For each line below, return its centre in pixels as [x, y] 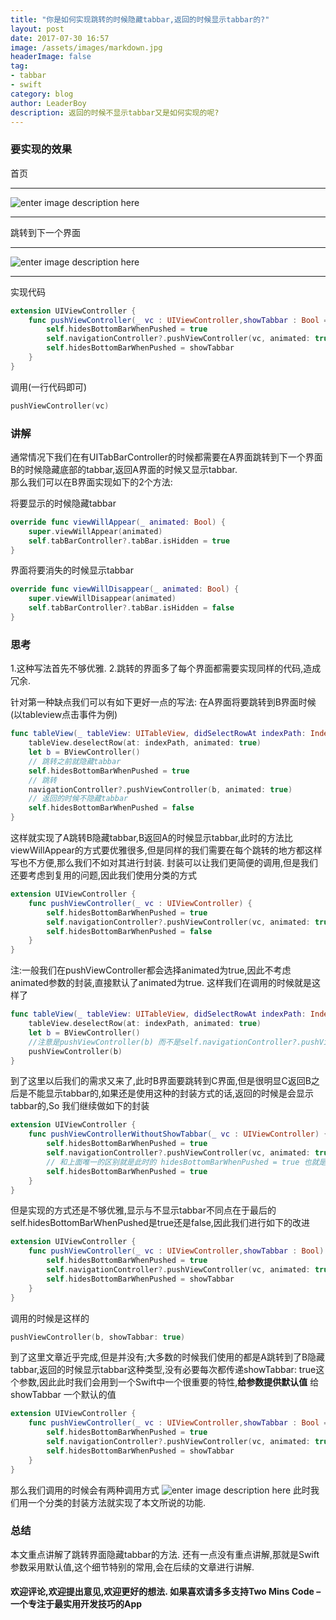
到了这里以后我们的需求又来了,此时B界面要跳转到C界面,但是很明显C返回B [161, 1081]
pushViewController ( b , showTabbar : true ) [98, 1337]
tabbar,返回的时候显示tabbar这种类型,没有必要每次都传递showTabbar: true [163, 1370]
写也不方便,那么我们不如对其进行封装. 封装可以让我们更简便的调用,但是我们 [164, 863]
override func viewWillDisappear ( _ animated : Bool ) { [125, 589]
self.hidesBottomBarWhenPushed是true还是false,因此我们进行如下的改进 [160, 1223]
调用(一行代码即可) [49, 387]
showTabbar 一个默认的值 [63, 1395]
